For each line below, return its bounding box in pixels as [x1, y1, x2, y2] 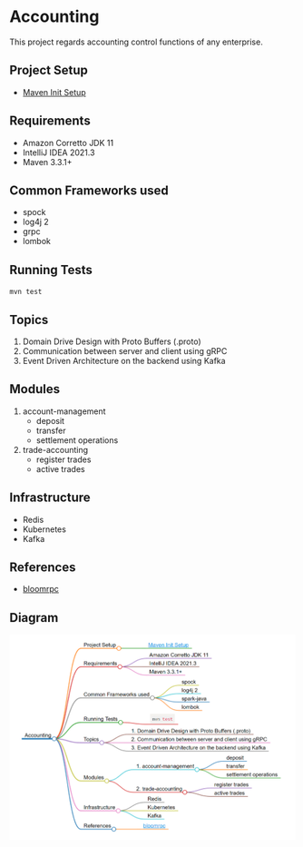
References [9, 560, 76, 576]
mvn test [9, 288, 43, 297]
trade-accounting [22, 444, 89, 455]
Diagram [9, 610, 59, 625]
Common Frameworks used [9, 182, 170, 198]
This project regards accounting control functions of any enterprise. [9, 36, 263, 47]
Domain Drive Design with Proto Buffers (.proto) [22, 336, 201, 347]
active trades [35, 463, 85, 474]
